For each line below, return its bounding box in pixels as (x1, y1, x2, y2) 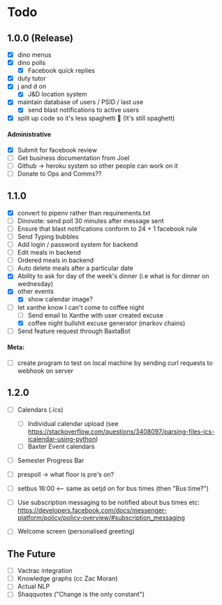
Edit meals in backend (17, 248, 82, 257)
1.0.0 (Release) (7, 32, 74, 44)
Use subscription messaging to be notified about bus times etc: (17, 498, 200, 507)
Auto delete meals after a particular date (17, 264, 134, 273)
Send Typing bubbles (17, 232, 79, 241)
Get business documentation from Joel (17, 153, 130, 162)
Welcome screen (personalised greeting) (17, 527, 135, 536)
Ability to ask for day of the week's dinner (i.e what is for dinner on (17, 272, 209, 280)
